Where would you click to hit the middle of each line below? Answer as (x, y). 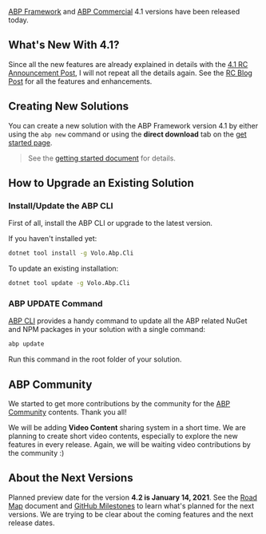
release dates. (32, 523)
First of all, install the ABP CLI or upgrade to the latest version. (111, 223)
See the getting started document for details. (101, 158)
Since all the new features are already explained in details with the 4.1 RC (128, 64)
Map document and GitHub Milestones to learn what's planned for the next (131, 505)
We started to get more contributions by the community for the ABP (119, 404)
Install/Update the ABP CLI (61, 205)
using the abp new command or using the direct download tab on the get (128, 134)
